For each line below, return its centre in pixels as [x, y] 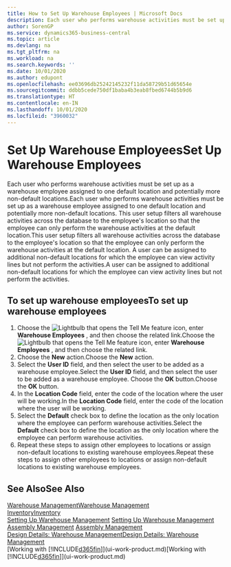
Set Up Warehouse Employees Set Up [114, 150]
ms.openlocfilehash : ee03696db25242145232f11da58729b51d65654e [100, 84]
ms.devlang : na [29, 45]
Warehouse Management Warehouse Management [78, 505]
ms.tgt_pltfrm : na [33, 52]
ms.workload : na [30, 59]
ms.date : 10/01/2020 [37, 71]
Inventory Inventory [34, 513]
